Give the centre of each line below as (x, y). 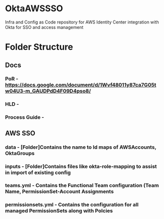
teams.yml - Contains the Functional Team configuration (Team (82, 185)
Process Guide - (24, 117)
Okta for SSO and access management (44, 27)
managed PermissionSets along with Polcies (59, 211)
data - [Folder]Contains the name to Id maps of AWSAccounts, (81, 147)
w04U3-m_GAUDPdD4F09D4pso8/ (48, 91)
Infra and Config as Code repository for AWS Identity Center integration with (82, 22)
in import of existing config (38, 173)
